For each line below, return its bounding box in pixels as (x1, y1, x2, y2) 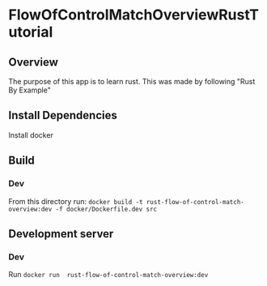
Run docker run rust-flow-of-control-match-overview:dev (8, 270, 209, 280)
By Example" (8, 85, 51, 95)
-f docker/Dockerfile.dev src (55, 205, 158, 213)
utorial (8, 23, 53, 41)
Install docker (8, 130, 54, 139)
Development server (8, 227, 114, 241)
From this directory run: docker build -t (8, 196, 143, 206)
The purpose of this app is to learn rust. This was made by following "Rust (8, 77, 256, 86)
